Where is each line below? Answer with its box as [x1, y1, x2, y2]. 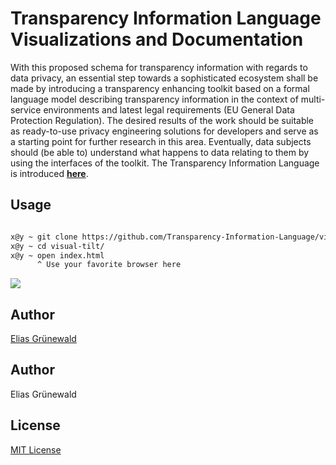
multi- [300, 93, 326, 105]
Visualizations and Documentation [10, 28, 304, 51]
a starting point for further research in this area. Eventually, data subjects [10, 135, 312, 147]
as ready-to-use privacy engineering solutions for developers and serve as [10, 125, 319, 137]
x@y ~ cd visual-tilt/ [10, 241, 105, 251]
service [10, 103, 42, 116]
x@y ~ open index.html [10, 250, 105, 261]
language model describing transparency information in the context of [10, 93, 299, 105]
